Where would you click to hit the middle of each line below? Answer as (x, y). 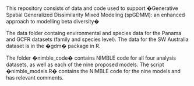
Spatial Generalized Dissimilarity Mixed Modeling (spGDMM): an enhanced (96, 15)
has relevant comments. (35, 78)
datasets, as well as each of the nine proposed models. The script (85, 64)
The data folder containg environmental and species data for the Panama (94, 33)
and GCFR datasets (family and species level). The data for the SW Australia (97, 39)
